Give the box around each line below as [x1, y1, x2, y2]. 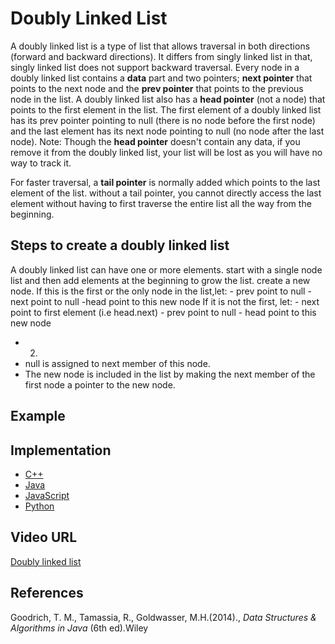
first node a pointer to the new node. [24, 378, 176, 391]
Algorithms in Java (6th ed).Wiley [10, 622, 149, 634]
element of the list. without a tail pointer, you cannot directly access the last [10, 187, 322, 199]
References [10, 585, 84, 602]
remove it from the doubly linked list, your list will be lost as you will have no [10, 146, 323, 158]
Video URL [10, 529, 78, 546]
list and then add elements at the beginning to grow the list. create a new [10, 274, 311, 286]
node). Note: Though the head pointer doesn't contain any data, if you [10, 135, 301, 147]
